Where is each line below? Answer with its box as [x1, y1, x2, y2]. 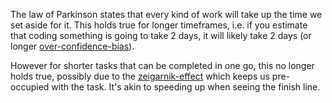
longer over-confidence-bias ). [10, 40, 135, 52]
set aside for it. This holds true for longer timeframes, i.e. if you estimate [10, 19, 308, 31]
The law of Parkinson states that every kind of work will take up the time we [10, 9, 323, 20]
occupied [10, 81, 50, 93]
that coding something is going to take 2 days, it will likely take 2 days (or [10, 30, 312, 41]
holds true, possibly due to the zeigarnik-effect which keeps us [10, 70, 270, 82]
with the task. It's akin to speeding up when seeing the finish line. [51, 81, 321, 93]
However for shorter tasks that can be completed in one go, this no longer [10, 60, 315, 71]
